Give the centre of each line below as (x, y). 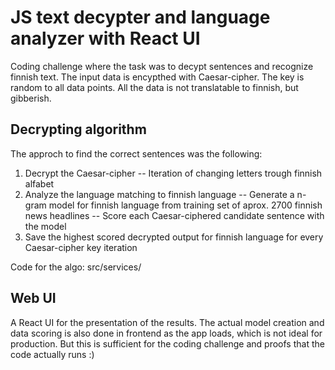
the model (45, 226)
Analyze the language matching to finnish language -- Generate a (159, 194)
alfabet (39, 183)
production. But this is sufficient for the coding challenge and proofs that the (167, 343)
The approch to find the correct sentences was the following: (136, 153)
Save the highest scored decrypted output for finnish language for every (174, 237)
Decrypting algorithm (78, 129)
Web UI (33, 298)
